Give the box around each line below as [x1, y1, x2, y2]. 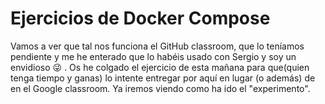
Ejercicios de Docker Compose [10, 7, 271, 30]
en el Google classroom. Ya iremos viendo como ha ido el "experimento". [10, 82, 311, 94]
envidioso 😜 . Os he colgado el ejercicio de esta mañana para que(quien [10, 61, 310, 73]
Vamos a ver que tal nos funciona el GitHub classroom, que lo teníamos [10, 40, 305, 52]
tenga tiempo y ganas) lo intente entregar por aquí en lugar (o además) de [10, 72, 316, 84]
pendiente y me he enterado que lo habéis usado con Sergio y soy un [10, 50, 297, 62]
